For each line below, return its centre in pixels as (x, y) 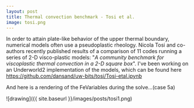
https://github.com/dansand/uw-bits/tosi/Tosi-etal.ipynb (74, 76)
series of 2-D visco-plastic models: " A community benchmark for (85, 58)
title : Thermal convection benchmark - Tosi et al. (70, 17)
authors (16, 51)
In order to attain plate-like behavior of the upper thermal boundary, (88, 39)
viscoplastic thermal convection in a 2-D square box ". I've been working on (97, 64)
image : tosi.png (26, 22)
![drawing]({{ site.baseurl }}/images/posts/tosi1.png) (69, 99)
